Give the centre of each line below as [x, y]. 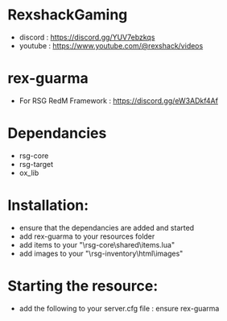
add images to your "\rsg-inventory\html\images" [101, 253]
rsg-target [36, 164]
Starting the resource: [83, 286]
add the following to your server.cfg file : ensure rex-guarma [119, 308]
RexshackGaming [68, 15]
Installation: [48, 205]
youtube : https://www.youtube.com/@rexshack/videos [111, 45]
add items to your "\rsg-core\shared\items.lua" [97, 244]
